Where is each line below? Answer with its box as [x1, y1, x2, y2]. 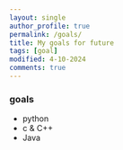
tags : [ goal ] [9, 47, 58, 56]
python [22, 113, 49, 124]
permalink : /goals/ [9, 30, 83, 39]
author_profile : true [9, 22, 91, 31]
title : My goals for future [9, 38, 115, 48]
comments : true [9, 64, 66, 73]
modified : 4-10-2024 [9, 55, 87, 64]
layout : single [9, 13, 66, 22]
